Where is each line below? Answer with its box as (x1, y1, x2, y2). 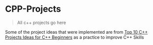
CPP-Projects (5, 3, 61, 15)
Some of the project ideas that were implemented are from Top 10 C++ (5, 29, 148, 35)
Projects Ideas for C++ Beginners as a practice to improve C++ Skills (5, 34, 144, 40)
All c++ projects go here (17, 20, 66, 25)
